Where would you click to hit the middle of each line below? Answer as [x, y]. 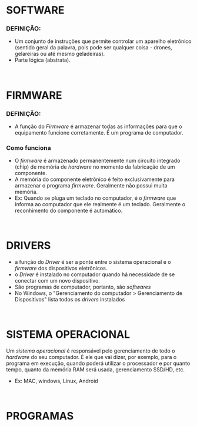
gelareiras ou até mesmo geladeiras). [60, 54]
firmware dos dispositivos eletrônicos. [61, 269]
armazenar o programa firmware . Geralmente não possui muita [91, 186]
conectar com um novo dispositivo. [57, 281]
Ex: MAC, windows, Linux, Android [56, 381]
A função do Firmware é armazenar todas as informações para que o [98, 126]
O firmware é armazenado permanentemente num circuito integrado [97, 161]
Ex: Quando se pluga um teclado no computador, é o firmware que [95, 198]
